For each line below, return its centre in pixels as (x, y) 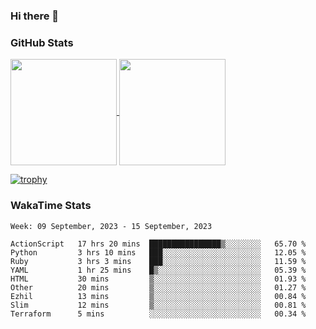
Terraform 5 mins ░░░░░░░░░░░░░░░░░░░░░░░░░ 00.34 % (158, 314)
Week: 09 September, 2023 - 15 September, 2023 (111, 226)
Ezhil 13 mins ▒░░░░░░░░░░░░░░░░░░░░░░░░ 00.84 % (158, 296)
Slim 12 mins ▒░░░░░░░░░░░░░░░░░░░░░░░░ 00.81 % (158, 305)
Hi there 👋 (35, 16)
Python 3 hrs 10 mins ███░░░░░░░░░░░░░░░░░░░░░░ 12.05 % (158, 252)
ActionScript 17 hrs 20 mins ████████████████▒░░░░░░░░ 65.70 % (158, 244)
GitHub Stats (42, 42)
